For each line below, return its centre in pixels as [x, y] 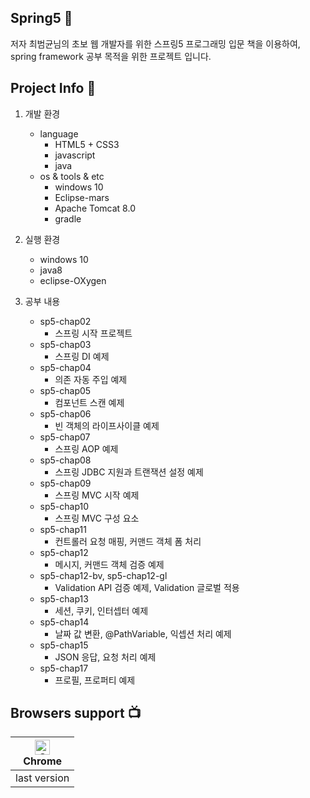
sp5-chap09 [65, 483]
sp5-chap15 [64, 645]
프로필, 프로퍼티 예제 [95, 680]
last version [42, 778]
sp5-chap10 [64, 506]
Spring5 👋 [41, 18]
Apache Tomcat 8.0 [95, 208]
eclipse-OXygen [73, 280]
